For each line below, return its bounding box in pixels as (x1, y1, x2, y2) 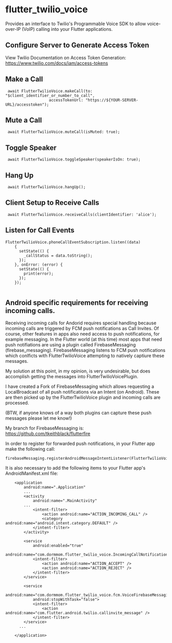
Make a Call (5, 75, 44, 84)
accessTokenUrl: (49, 98, 83, 103)
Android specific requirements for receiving (5, 299, 148, 307)
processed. (5, 400, 29, 406)
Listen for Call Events (5, 226, 75, 235)
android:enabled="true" (32, 543, 83, 549)
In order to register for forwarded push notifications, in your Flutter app (5, 440, 155, 447)
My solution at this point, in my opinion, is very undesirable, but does (5, 368, 150, 374)
